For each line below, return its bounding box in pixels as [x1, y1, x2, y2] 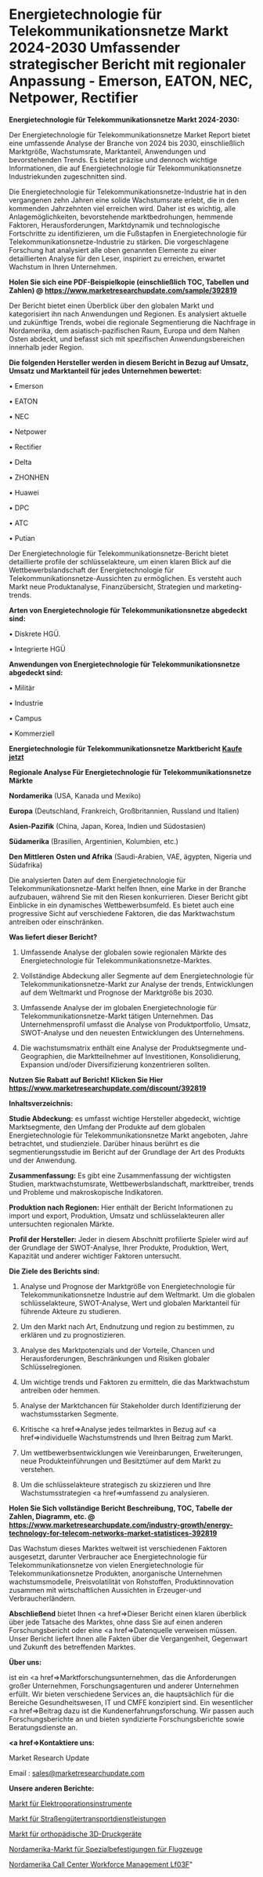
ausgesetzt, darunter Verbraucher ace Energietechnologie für [9, 1552, 208, 1561]
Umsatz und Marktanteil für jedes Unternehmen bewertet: [9, 366, 202, 375]
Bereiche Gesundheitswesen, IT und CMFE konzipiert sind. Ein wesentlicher [9, 1697, 254, 1707]
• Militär [9, 683, 35, 692]
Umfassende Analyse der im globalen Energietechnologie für [20, 1002, 218, 1012]
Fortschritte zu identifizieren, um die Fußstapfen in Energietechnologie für [9, 228, 247, 238]
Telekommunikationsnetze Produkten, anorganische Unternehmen [9, 1568, 222, 1578]
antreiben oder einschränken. [9, 917, 104, 926]
